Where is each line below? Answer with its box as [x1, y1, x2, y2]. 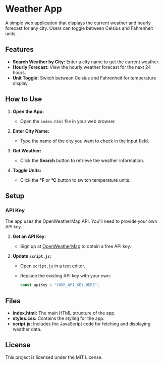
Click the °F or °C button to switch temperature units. [20, 177, 131, 183]
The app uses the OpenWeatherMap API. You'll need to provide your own [5, 218, 157, 224]
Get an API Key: [12, 233, 46, 239]
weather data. [12, 326, 42, 332]
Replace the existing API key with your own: [20, 273, 111, 279]
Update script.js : [12, 253, 51, 259]
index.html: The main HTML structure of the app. [12, 310, 116, 316]
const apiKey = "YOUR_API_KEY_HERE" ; [20, 282, 100, 288]
